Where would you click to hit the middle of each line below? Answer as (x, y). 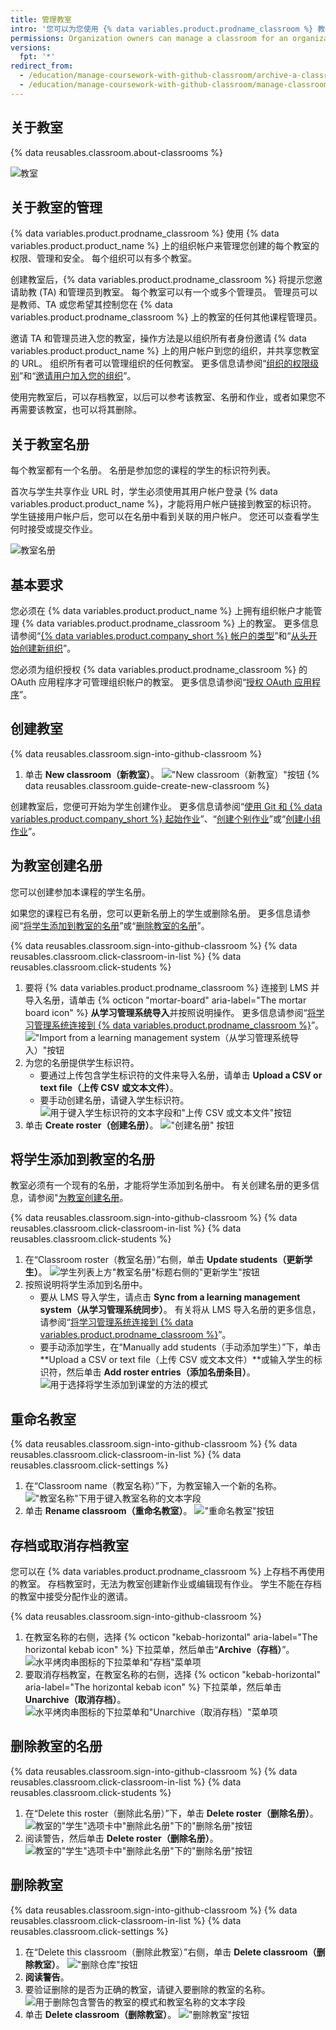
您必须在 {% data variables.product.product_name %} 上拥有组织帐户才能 (162, 610)
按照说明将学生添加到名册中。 (86, 1285)
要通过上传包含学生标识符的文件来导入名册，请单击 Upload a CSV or (181, 1075)
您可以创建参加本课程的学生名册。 (80, 892)
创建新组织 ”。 (47, 648)
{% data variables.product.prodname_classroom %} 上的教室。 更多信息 (170, 623)
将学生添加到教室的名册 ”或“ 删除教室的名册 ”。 (116, 925)
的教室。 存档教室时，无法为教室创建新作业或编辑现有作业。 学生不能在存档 (166, 1584)
